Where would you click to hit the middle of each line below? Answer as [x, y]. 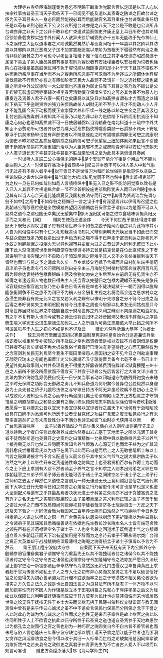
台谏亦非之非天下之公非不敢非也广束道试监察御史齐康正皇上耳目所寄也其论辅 [81, 31]
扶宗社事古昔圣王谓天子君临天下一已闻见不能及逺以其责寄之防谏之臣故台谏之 [81, 13]
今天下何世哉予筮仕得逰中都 [128, 219]
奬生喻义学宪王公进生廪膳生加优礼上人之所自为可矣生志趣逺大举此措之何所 [79, 323]
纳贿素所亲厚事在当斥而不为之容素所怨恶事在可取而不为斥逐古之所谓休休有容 [81, 74]
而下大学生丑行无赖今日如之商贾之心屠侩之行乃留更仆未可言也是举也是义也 [79, 487]
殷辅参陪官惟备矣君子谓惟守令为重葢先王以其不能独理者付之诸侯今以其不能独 [81, 553]
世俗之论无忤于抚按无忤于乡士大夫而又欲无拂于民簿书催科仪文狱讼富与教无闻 [81, 602]
